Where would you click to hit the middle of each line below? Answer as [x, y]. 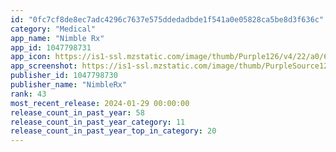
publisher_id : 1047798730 [64, 76]
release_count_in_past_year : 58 [77, 112]
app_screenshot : [44, 66]
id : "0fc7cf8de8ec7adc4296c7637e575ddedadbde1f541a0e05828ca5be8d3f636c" [167, 19]
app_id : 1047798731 [51, 47]
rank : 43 [28, 94]
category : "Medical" [53, 29]
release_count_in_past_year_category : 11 [98, 122]
